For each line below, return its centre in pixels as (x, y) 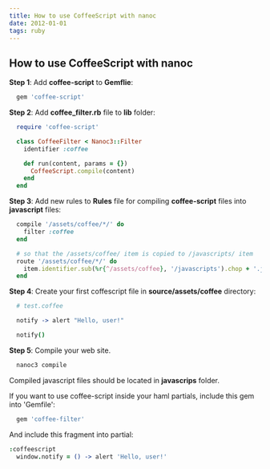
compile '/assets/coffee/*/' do (71, 224)
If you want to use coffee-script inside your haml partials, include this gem (132, 396)
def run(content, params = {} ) (76, 164)
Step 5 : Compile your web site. (60, 350)
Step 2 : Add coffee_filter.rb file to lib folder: (82, 112)
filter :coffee (49, 232)
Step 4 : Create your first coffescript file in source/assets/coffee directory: (133, 291)
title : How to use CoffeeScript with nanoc (83, 16)
